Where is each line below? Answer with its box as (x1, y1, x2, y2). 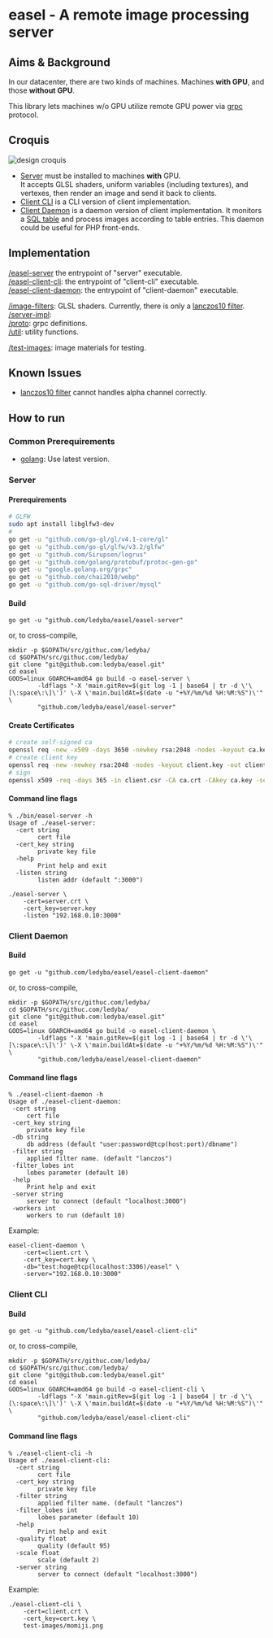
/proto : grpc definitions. (8, 318, 88, 328)
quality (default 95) (37, 1541, 111, 1550)
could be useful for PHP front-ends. (19, 222, 141, 233)
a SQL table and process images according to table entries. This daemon (19, 214, 265, 224)
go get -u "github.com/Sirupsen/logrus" (8, 551, 148, 559)
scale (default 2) (37, 1556, 100, 1564)
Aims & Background (8, 55, 111, 69)
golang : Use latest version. (19, 454, 110, 464)
